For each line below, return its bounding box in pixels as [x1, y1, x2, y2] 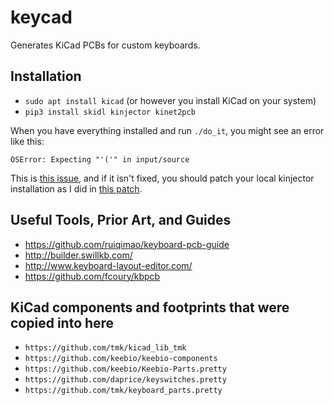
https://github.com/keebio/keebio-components [24, 354, 218, 364]
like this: [10, 135, 45, 147]
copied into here [10, 314, 115, 331]
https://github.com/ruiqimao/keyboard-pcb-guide [24, 238, 230, 250]
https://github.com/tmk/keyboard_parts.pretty [24, 386, 223, 396]
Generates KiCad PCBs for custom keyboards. [10, 39, 201, 51]
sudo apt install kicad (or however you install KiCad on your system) [24, 94, 317, 106]
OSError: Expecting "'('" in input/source [10, 154, 190, 165]
